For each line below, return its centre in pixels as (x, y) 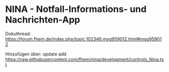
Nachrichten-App (43, 20)
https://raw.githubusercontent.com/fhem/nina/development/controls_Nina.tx (84, 59)
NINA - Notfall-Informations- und (76, 9)
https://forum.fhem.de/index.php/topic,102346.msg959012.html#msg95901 (83, 39)
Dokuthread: (18, 33)
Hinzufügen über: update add (36, 54)
